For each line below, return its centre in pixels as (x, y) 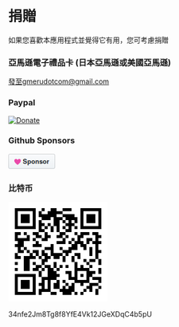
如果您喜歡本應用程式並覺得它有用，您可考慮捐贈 (88, 40)
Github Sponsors (42, 140)
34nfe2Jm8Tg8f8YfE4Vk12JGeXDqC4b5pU (80, 314)
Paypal (22, 103)
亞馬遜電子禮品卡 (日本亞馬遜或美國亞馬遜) (90, 62)
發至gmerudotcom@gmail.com (59, 81)
